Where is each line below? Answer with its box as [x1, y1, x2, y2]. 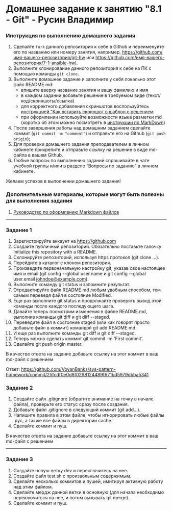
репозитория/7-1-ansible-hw [13, 60, 76, 66]
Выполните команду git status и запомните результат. [13, 282, 131, 288]
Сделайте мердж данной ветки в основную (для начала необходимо [13, 489, 164, 495]
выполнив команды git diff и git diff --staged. [13, 314, 111, 320]
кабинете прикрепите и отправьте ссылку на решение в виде [13, 146, 148, 153]
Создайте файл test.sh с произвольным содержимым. [13, 473, 132, 479]
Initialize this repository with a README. [13, 249, 97, 255]
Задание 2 [6, 385, 33, 391]
